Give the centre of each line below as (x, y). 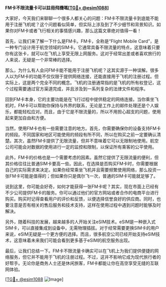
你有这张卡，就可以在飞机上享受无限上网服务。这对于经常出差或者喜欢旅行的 (83, 53)
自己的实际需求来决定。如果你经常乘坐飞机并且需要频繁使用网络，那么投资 (81, 170)
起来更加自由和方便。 (27, 118)
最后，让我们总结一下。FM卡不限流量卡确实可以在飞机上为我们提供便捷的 (80, 251)
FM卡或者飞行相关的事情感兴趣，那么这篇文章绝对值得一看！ (80, 31)
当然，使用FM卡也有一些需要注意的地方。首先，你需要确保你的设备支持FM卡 (83, 128)
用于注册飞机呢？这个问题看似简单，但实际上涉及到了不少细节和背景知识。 (81, 24)
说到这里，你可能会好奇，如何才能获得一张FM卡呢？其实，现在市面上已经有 (82, 187)
